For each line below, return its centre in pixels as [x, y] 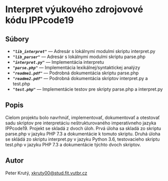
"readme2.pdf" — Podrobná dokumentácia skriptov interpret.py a [80, 78]
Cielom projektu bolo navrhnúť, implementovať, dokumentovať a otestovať [82, 117]
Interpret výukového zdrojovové [74, 9]
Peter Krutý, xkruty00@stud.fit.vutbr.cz [46, 173]
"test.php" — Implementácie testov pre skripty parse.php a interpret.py [88, 89]
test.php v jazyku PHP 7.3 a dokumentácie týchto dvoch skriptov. [73, 144]
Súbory [17, 39]
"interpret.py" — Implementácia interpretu [58, 62]
